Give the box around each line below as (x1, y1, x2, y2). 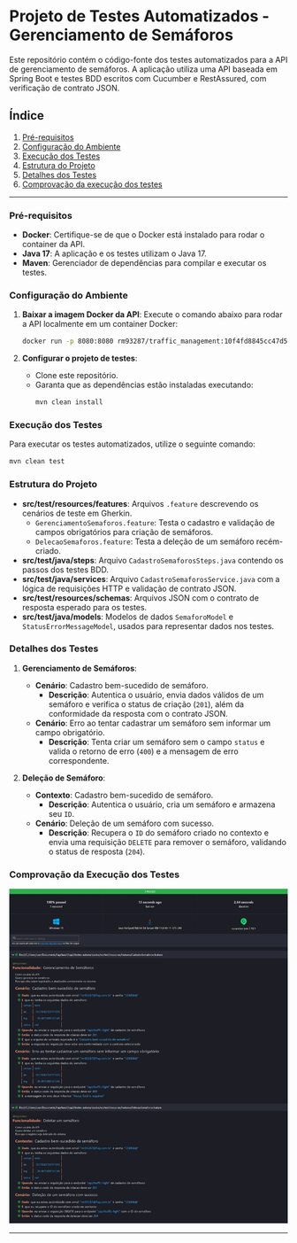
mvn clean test (9, 457, 65, 466)
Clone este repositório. (34, 370, 119, 381)
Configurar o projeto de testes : (21, 353, 138, 364)
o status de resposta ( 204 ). (48, 846, 146, 857)
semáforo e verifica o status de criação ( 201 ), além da (48, 698, 245, 710)
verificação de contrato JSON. (9, 82, 120, 93)
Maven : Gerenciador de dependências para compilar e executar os (21, 258, 267, 268)
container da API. (21, 239, 86, 250)
